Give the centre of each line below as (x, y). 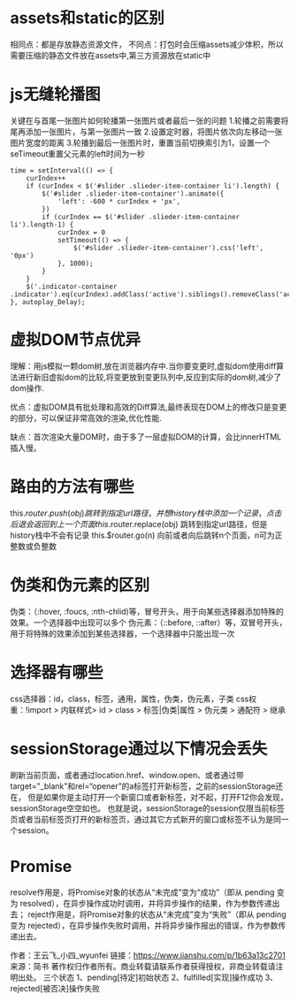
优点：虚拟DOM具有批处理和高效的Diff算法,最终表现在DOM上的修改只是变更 (149, 407)
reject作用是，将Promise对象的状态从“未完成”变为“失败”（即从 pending (157, 914)
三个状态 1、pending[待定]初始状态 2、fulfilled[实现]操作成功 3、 (160, 977)
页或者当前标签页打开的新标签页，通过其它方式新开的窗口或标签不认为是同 (145, 819)
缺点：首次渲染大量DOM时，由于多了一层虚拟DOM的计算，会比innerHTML (146, 436)
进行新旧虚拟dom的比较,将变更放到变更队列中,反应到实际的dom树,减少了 (149, 377)
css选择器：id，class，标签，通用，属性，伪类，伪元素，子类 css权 (134, 699)
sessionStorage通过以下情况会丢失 (139, 749)
